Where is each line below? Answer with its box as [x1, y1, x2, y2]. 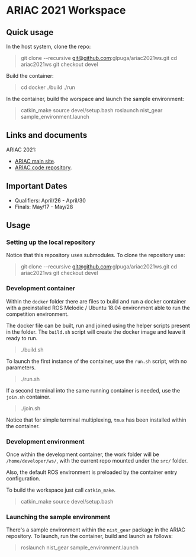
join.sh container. [6, 393, 51, 400]
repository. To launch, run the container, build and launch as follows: [6, 533, 173, 540]
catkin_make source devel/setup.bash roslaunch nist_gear [20, 107, 163, 113]
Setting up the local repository [6, 238, 95, 246]
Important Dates [6, 181, 68, 191]
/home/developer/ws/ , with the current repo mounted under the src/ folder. [6, 457, 188, 464]
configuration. [6, 474, 40, 482]
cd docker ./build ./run [20, 84, 76, 91]
